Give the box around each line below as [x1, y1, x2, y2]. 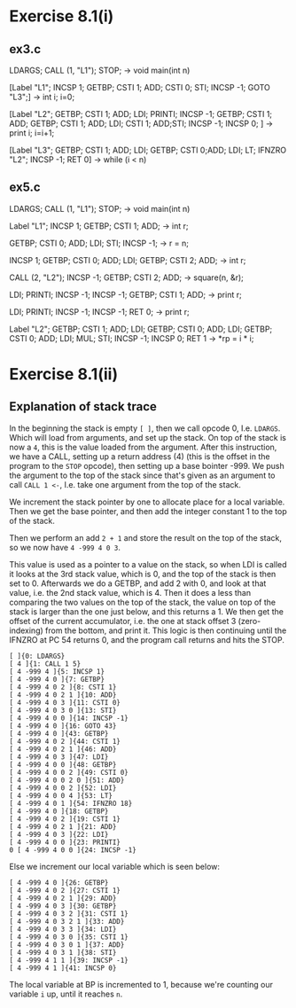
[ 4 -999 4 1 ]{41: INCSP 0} [9, 964, 117, 973]
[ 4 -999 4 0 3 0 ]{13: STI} [9, 706, 117, 715]
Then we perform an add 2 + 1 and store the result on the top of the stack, [9, 532, 282, 543]
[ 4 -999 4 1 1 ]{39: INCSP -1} [9, 956, 129, 965]
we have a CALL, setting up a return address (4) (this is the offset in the [9, 450, 270, 462]
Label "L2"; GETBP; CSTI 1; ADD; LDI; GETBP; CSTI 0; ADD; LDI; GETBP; [9, 324, 273, 334]
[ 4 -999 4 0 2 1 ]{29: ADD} [9, 894, 117, 903]
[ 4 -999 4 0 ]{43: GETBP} [9, 729, 109, 738]
